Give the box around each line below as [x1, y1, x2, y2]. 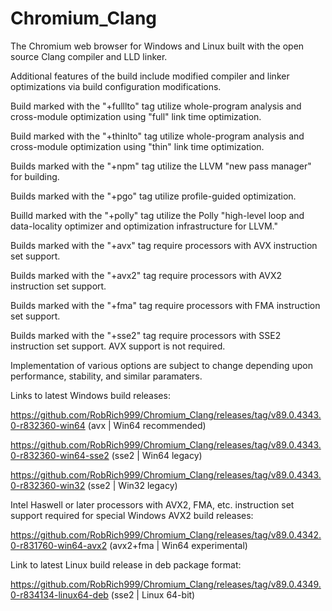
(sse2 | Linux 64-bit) [110, 588, 196, 601]
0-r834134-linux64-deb [10, 588, 109, 601]
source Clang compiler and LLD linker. [10, 50, 168, 62]
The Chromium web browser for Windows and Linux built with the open [10, 40, 305, 52]
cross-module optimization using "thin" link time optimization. [10, 140, 265, 152]
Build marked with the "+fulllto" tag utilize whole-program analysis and [10, 100, 302, 112]
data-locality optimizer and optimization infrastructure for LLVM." [10, 220, 278, 232]
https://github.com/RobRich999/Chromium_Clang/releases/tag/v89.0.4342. [10, 528, 322, 541]
